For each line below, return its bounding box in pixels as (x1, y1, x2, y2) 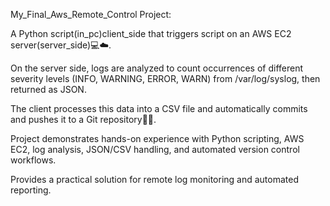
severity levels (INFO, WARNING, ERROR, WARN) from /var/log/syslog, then (10, 73, 321, 84)
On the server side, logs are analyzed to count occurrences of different (10, 62, 304, 74)
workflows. (10, 154, 57, 166)
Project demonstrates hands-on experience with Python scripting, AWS (10, 133, 305, 144)
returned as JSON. (10, 84, 87, 95)
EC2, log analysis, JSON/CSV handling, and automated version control (10, 144, 300, 155)
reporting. (10, 184, 52, 196)
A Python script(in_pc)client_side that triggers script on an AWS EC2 (10, 28, 292, 39)
